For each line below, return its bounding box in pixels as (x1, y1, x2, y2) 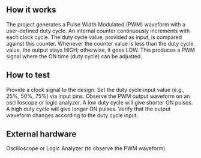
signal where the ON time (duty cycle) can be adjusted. (6, 52, 143, 59)
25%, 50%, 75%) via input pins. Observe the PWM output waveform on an (6, 93, 190, 100)
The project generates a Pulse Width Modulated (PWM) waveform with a (6, 20, 186, 28)
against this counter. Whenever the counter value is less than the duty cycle (6, 40, 194, 47)
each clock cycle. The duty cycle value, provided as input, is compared (6, 33, 182, 41)
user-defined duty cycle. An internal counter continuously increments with (6, 27, 190, 34)
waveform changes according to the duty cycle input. (6, 111, 139, 119)
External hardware (6, 129, 77, 139)
